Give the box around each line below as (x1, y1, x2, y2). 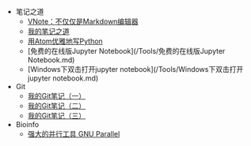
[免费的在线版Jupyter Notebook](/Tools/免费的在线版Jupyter (27, 47, 226, 55)
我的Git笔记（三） (27, 111, 86, 120)
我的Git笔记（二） (27, 101, 86, 110)
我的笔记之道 (27, 27, 70, 36)
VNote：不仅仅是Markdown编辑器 (27, 17, 139, 26)
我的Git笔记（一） (27, 92, 86, 100)
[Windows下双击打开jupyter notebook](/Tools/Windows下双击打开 (27, 65, 244, 73)
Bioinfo (15, 120, 40, 129)
